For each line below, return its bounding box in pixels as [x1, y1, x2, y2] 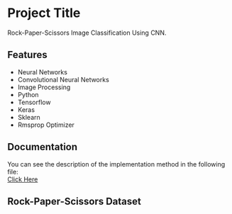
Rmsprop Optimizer [17, 120, 74, 129]
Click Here [7, 175, 38, 184]
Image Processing [17, 83, 71, 91]
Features [7, 49, 48, 61]
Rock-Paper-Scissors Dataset [7, 195, 142, 207]
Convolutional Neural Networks [17, 75, 110, 84]
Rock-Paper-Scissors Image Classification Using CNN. [7, 28, 167, 37]
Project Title [7, 5, 81, 21]
